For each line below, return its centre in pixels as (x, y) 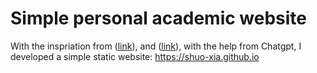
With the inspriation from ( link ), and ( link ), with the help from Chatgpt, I (156, 46)
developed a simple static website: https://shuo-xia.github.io (135, 56)
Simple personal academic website (159, 18)
